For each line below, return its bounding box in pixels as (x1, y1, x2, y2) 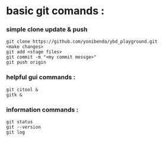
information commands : (6, 105, 79, 114)
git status (6, 119, 33, 125)
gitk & (6, 92, 23, 98)
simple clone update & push (6, 25, 88, 34)
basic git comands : (6, 4, 105, 18)
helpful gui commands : (6, 73, 76, 81)
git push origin (6, 59, 46, 66)
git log (6, 129, 25, 136)
